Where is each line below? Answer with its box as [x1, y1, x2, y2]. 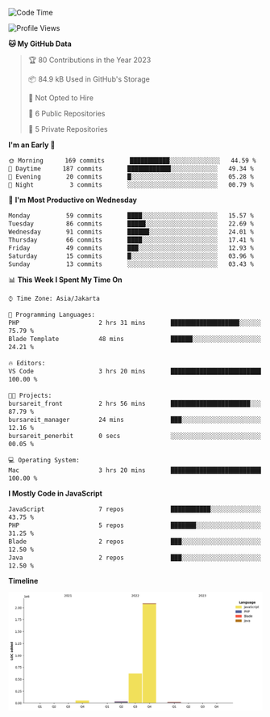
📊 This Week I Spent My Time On [8, 275, 123, 285]
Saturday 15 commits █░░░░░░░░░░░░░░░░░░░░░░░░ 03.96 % [8, 252, 254, 260]
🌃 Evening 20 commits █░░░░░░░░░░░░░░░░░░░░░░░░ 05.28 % [8, 173, 254, 181]
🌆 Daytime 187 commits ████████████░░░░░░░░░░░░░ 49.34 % [8, 165, 254, 173]
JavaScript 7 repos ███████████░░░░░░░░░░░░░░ [8, 505, 262, 513]
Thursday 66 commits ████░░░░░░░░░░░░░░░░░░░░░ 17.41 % [8, 236, 254, 244]
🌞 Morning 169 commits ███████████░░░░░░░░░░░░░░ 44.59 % [8, 157, 256, 165]
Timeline [8, 576, 39, 585]
